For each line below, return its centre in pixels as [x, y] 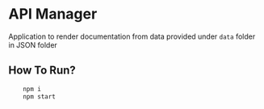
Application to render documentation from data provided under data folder [132, 36]
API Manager [53, 14]
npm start [40, 96]
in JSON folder [33, 44]
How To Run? [42, 71]
